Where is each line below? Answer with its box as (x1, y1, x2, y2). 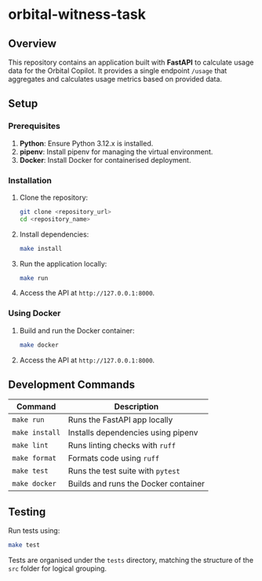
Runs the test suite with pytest (67, 465, 180, 476)
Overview (8, 37, 57, 50)
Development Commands (8, 378, 136, 392)
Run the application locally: (19, 259, 107, 268)
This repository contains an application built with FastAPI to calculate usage (8, 57, 254, 67)
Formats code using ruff (67, 453, 159, 464)
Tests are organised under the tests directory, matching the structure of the (8, 556, 253, 565)
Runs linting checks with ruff (67, 440, 176, 451)
